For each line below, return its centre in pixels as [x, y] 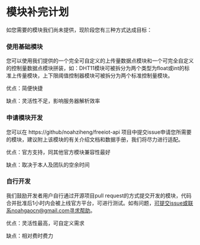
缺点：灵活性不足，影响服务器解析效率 [53, 101]
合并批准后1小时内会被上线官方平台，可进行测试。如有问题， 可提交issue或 [97, 203]
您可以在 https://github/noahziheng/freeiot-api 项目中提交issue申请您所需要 [99, 132]
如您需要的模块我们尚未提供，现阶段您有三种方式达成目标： [79, 30]
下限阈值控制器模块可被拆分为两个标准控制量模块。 [110, 76]
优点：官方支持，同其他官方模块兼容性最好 [58, 152]
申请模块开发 [25, 118]
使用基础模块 [25, 46]
